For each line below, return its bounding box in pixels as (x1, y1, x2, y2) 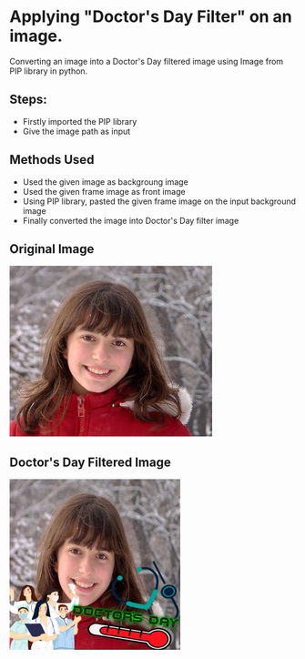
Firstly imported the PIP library (22, 116, 137, 127)
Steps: (9, 92, 47, 107)
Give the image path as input (22, 126, 131, 137)
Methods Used (9, 152, 95, 167)
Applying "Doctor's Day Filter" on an (9, 6, 293, 27)
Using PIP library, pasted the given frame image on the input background (22, 196, 297, 207)
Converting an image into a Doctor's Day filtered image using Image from (9, 56, 284, 66)
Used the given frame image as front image (22, 186, 186, 197)
